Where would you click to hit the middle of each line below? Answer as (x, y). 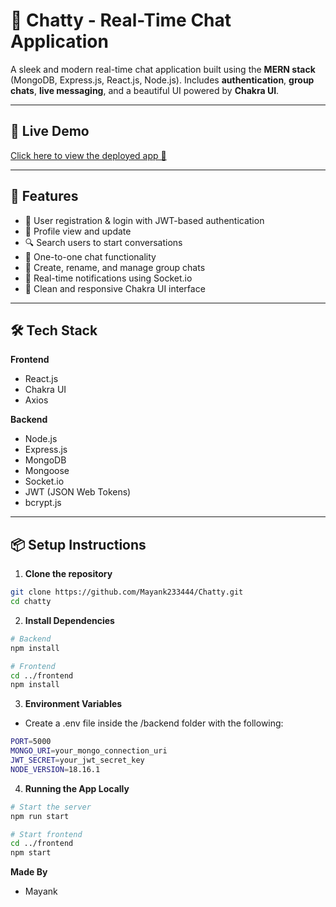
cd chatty (31, 602)
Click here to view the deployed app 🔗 (88, 155)
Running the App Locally (77, 788)
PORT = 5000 (31, 742)
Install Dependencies (69, 620)
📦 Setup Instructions (78, 544)
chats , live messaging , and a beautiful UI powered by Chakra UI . (145, 90)
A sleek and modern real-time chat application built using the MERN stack (163, 69)
